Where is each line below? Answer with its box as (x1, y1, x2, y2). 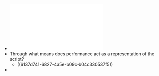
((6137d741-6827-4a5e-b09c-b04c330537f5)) (17, 61, 113, 67)
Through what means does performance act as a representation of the (9, 51, 155, 57)
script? (9, 56, 24, 62)
